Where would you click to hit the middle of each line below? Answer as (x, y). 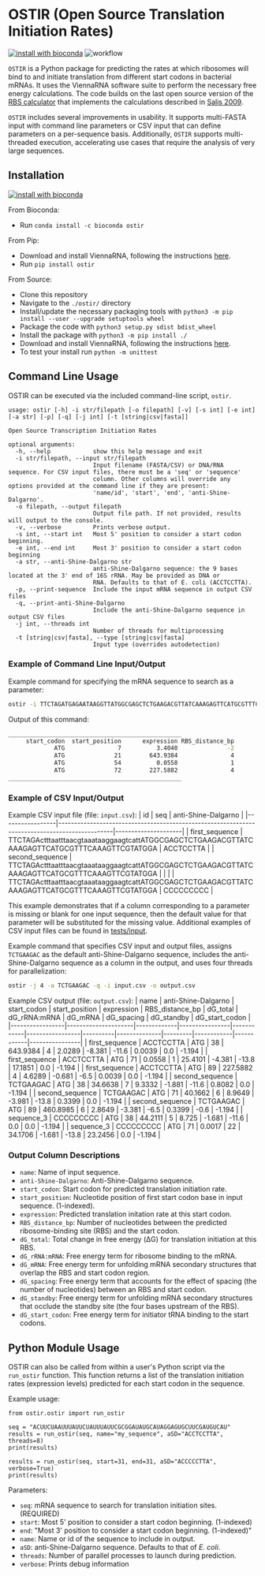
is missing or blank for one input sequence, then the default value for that (127, 914)
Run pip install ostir (57, 264)
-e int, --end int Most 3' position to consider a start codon (129, 548)
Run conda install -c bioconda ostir (82, 225)
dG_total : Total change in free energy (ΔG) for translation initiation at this (138, 1239)
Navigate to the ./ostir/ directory (75, 303)
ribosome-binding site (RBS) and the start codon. (99, 1231)
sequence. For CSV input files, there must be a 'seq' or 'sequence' (125, 472)
